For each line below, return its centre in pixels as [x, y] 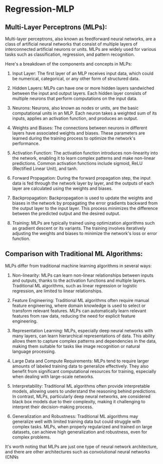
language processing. [34, 351]
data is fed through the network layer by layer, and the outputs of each [83, 183]
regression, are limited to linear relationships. [57, 291]
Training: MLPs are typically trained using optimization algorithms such [83, 223]
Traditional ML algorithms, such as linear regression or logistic [75, 285]
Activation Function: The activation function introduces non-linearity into [85, 153]
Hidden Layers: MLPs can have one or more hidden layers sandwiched [83, 88]
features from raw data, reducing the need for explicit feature [74, 316]
